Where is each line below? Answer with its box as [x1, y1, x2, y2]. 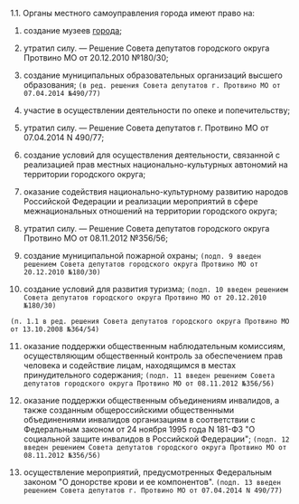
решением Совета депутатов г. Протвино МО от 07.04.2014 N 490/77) [23, 486, 283, 495]
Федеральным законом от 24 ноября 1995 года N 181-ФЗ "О [23, 424, 256, 434]
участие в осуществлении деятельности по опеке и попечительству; [23, 105, 291, 116]
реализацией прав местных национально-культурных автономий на [23, 159, 288, 170]
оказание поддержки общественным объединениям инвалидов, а [23, 395, 280, 405]
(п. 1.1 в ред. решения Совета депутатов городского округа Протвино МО [10, 317, 290, 326]
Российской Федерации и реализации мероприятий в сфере [23, 196, 258, 206]
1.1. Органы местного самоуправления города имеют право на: [10, 8, 256, 18]
